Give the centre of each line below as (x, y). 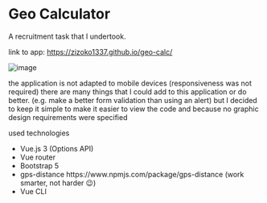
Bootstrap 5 (39, 165)
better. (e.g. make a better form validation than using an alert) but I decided (133, 100)
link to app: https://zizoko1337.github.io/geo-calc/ (90, 52)
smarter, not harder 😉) (58, 183)
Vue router (38, 157)
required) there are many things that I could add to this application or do (127, 91)
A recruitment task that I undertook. (67, 36)
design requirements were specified (68, 117)
